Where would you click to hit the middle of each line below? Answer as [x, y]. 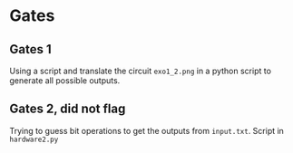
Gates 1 [30, 49]
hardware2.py [34, 139]
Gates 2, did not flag [68, 109]
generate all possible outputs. [65, 81]
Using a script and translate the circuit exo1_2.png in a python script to [141, 71]
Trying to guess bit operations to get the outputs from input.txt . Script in [146, 130]
